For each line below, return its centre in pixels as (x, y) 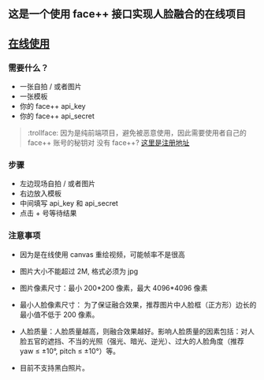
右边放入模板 (40, 194)
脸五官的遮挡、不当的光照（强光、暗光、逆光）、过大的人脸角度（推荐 (132, 341)
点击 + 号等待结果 (48, 213)
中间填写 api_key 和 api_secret (69, 203)
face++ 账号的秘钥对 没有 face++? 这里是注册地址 (108, 143)
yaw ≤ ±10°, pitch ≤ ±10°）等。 (70, 351)
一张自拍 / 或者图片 (50, 87)
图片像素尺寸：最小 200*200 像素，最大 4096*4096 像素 (113, 288)
